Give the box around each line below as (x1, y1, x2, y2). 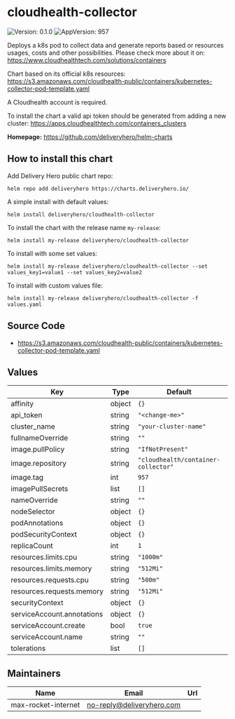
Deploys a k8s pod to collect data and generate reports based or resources (7, 41, 225, 49)
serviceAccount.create (10, 621, 85, 631)
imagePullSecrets (10, 484, 69, 494)
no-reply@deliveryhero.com (86, 700, 181, 710)
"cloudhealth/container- (137, 456, 220, 464)
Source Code (7, 320, 65, 332)
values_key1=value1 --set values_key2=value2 (7, 269, 142, 276)
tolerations (10, 643, 46, 653)
